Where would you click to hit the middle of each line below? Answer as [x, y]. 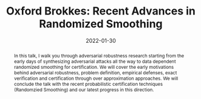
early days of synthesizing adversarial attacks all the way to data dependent [95, 61]
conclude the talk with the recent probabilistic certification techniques [88, 84]
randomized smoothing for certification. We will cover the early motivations [94, 67]
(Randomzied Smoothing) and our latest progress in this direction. [84, 90]
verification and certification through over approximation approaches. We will [96, 78]
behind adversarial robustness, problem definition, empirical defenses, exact [95, 73]
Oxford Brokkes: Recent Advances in [101, 11]
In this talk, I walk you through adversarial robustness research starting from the [99, 56]
